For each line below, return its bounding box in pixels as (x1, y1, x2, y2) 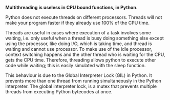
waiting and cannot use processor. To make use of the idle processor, (5, 46, 153, 52)
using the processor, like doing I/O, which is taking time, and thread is (5, 41, 152, 47)
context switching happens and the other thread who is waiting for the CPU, (5, 51, 165, 57)
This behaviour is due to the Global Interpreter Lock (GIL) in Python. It (5, 72, 152, 78)
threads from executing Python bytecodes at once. (5, 89, 113, 94)
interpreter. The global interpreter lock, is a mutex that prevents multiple (5, 83, 157, 89)
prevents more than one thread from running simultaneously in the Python (5, 78, 161, 84)
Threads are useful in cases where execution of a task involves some (5, 30, 151, 35)
